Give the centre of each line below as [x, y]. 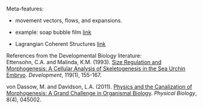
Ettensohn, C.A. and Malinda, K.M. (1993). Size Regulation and [84, 62]
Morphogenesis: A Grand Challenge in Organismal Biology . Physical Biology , [102, 93]
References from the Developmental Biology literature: [74, 56]
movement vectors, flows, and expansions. [68, 20]
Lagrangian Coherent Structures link [60, 44]
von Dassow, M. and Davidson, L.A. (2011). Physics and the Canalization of [99, 87]
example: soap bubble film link [53, 32]
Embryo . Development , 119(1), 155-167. [54, 75]
